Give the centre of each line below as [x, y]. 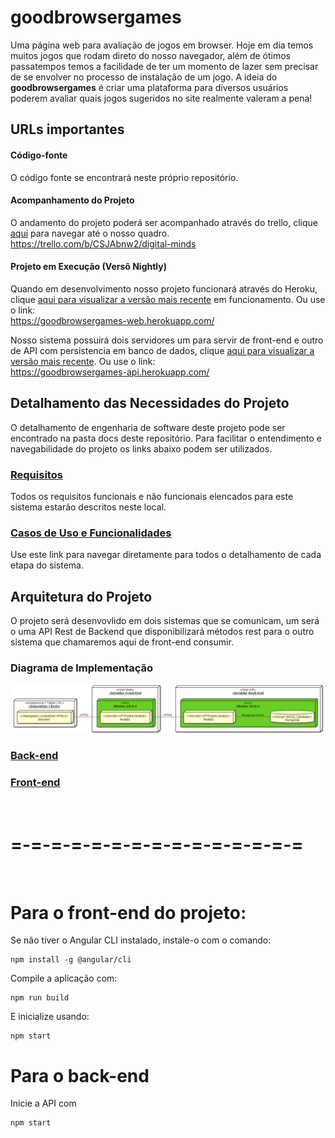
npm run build [40, 998]
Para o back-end [80, 1075]
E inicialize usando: [50, 1017]
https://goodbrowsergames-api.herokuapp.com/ [110, 372]
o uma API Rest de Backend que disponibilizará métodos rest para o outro [162, 632]
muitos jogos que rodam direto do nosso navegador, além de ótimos [150, 55]
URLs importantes [67, 129]
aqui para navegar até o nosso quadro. [90, 233]
